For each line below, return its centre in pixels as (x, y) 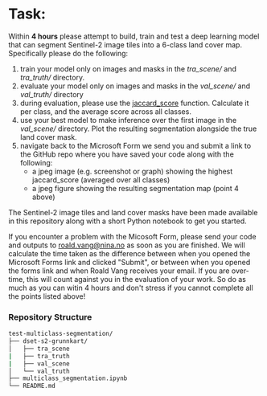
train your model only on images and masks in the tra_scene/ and (128, 68)
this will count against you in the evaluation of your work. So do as (137, 279)
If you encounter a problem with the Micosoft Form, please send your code (132, 236)
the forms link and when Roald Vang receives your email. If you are (119, 271)
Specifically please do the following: (68, 53)
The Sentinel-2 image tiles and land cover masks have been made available (133, 212)
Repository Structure (50, 316)
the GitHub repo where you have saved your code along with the (127, 154)
